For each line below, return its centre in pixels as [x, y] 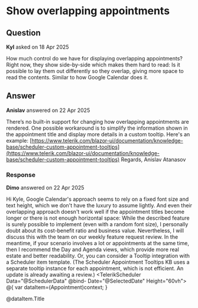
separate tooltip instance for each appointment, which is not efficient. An [95, 268]
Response [21, 175]
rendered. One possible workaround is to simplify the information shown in [97, 128]
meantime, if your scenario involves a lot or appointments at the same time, [98, 243]
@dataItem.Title [25, 299]
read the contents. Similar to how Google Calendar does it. [77, 77]
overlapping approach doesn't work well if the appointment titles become [95, 212]
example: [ [19, 140]
